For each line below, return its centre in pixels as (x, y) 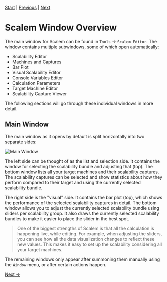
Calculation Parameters (36, 83)
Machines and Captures (37, 62)
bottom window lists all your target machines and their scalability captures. (82, 172)
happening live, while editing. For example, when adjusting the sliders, (89, 234)
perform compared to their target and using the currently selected (73, 182)
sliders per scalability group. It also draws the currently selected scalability (82, 213)
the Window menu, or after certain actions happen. (56, 264)
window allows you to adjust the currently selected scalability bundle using (82, 208)
